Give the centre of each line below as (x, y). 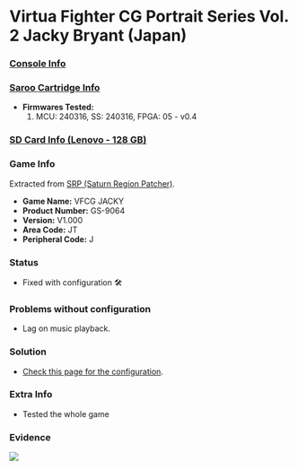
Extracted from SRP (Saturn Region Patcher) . (92, 183)
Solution (28, 352)
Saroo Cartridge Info (55, 88)
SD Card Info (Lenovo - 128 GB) (78, 140)
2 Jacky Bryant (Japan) (98, 35)
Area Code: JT (50, 230)
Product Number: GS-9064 (74, 210)
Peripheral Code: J (58, 239)
